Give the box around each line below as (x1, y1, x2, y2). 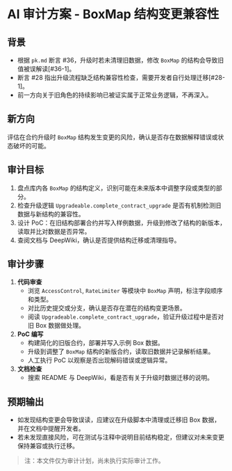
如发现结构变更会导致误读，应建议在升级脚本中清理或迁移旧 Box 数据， (17, 415, 221, 424)
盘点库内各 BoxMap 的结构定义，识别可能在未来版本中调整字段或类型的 (17, 184, 217, 192)
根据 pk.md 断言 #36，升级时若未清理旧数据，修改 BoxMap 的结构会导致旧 (17, 56, 224, 64)
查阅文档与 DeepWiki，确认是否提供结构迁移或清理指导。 (17, 236, 181, 244)
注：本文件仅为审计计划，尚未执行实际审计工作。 (24, 456, 165, 465)
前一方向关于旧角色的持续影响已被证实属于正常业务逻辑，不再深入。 (17, 91, 213, 99)
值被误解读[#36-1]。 (17, 65, 76, 73)
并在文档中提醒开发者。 (17, 424, 85, 433)
